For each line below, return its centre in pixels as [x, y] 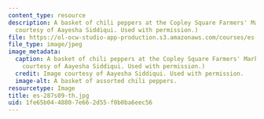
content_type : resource [47, 15]
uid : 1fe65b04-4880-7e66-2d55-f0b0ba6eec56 [81, 103]
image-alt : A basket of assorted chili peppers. [96, 81]
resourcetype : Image [42, 88]
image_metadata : [35, 52]
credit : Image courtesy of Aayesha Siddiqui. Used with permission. [130, 74]
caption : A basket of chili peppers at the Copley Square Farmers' [128, 59]
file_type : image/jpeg [45, 45]
